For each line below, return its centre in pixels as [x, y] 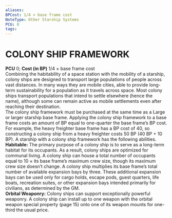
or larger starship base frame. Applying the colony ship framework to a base [86, 118]
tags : [11, 29]
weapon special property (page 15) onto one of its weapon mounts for [79, 205]
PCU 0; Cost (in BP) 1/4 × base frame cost [50, 69]
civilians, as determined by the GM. [43, 188]
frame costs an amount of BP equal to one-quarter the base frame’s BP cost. [86, 123]
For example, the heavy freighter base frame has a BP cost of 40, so [78, 128]
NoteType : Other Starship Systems [42, 19]
